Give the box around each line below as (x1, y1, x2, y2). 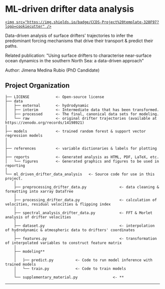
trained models (5, 262, 36, 267)
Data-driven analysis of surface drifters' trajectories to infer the (5, 32, 134, 38)
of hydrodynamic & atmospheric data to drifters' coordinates (5, 227, 135, 233)
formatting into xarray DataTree (5, 189, 74, 194)
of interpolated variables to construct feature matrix (5, 240, 122, 245)
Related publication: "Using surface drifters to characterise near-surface (5, 53, 152, 58)
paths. (5, 43, 18, 49)
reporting (5, 163, 26, 168)
